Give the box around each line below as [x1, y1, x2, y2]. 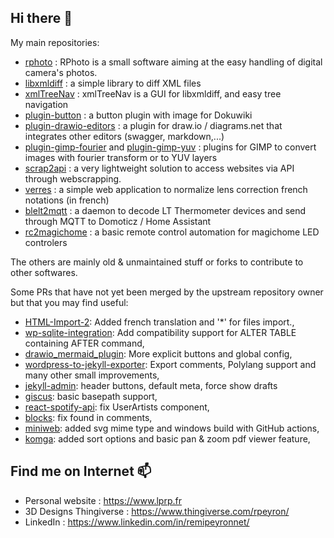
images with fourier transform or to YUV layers [24, 151, 218, 163]
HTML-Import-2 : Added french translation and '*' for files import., [24, 316, 295, 328]
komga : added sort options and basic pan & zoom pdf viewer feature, [24, 432, 311, 445]
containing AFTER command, [24, 337, 145, 349]
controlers [24, 236, 68, 248]
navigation [24, 98, 69, 110]
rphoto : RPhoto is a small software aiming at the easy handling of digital [24, 56, 323, 68]
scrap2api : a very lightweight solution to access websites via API [24, 162, 295, 174]
